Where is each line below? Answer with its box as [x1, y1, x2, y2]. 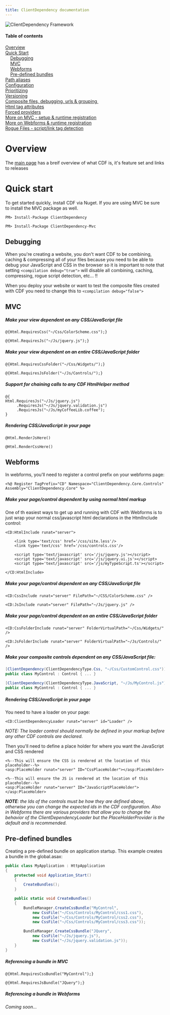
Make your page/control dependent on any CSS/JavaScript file [5, 581, 141, 587]
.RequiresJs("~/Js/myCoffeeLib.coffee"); [16, 407, 105, 413]
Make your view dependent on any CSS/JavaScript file [5, 317, 123, 323]
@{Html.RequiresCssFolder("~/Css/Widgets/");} [5, 361, 105, 367]
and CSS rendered [5, 748, 44, 754]
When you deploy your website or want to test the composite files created [5, 282, 159, 288]
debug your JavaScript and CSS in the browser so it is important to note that [5, 262, 164, 268]
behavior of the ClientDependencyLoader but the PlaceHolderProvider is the [5, 814, 165, 820]
